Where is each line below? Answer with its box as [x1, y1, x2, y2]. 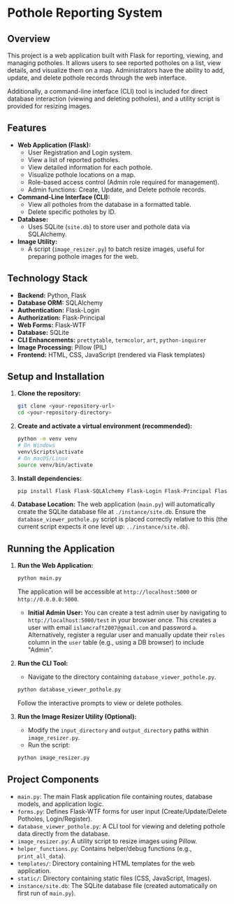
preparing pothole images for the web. [27, 252, 139, 260]
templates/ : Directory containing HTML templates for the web [17, 859, 196, 868]
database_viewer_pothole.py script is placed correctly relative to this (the [17, 515, 228, 524]
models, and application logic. [17, 799, 104, 808]
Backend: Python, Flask [17, 291, 87, 299]
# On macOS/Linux [17, 454, 68, 462]
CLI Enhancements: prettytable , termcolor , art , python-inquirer [17, 336, 207, 344]
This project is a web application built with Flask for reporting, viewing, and [7, 51, 224, 59]
